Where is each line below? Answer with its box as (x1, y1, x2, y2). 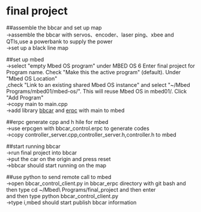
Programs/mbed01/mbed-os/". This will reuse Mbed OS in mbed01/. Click (6, 87, 187, 95)
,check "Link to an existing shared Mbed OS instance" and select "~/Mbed (6, 81, 190, 88)
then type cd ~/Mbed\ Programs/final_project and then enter (6, 186, 156, 193)
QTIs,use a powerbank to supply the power (6, 38, 113, 45)
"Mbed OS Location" (6, 75, 58, 82)
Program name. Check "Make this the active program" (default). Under (6, 68, 181, 75)
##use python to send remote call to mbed (6, 173, 112, 180)
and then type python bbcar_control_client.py (6, 192, 119, 199)
